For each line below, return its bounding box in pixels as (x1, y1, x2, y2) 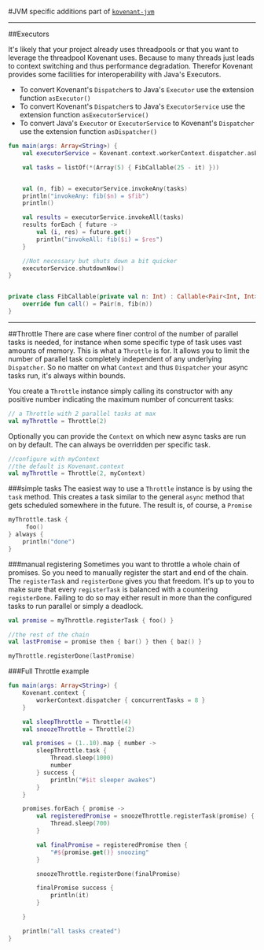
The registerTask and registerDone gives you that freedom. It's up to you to (8, 576, 255, 585)
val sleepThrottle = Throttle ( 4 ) (22, 718, 132, 725)
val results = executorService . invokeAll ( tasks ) (22, 213, 185, 221)
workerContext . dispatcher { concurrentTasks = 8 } (36, 696, 206, 704)
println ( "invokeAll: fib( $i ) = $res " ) (36, 236, 163, 243)
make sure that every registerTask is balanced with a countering (8, 584, 218, 594)
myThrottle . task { (8, 516, 68, 524)
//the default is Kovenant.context (8, 462, 125, 470)
